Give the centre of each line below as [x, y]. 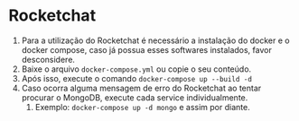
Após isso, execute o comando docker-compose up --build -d [136, 78]
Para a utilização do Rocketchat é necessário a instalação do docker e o [155, 40]
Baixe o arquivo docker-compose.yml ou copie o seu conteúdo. [136, 69]
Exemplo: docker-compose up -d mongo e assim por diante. [142, 107]
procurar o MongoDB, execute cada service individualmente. [135, 97]
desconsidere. [48, 59]
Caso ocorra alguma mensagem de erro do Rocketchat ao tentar [141, 88]
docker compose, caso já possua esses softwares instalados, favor [146, 49]
